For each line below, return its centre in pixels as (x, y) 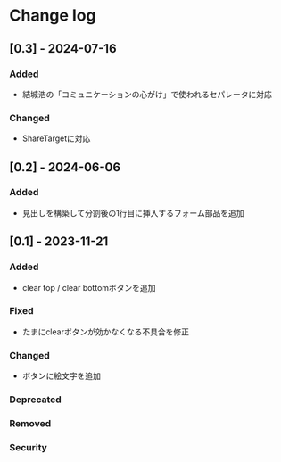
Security (28, 447)
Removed (30, 423)
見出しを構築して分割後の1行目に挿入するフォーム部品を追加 (133, 213)
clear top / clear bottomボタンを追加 (89, 287)
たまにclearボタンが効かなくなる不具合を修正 (106, 332)
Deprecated (36, 400)
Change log (53, 16)
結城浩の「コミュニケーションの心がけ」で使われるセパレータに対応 (147, 94)
